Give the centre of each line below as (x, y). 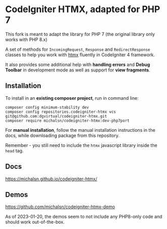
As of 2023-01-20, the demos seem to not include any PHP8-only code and (84, 217)
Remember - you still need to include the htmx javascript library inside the (81, 145)
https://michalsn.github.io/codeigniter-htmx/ (51, 179)
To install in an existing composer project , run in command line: (72, 98)
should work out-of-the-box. (35, 222)
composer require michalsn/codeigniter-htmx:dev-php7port (67, 121)
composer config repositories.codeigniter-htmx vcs (61, 112)
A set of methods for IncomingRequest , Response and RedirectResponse (78, 49)
